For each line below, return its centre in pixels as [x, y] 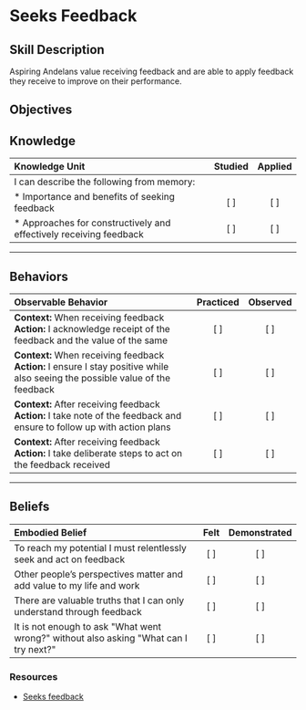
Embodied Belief [51, 532]
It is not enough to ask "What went [88, 626]
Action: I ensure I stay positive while [92, 367]
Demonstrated [260, 532]
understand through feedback [78, 611]
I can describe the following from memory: [105, 182]
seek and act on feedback [70, 559]
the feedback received [62, 465]
